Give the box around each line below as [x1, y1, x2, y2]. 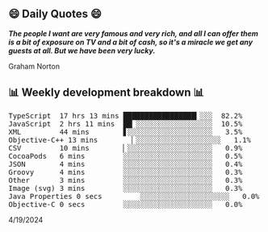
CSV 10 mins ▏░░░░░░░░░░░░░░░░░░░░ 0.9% [8, 143, 243, 152]
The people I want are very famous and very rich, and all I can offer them [8, 28, 258, 38]
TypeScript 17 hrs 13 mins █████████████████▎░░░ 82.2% [8, 111, 243, 120]
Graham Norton [8, 61, 61, 71]
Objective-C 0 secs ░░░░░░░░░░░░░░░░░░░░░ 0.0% [8, 200, 243, 209]
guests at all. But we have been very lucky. [8, 45, 156, 56]
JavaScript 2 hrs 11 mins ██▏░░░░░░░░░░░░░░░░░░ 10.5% [8, 119, 243, 128]
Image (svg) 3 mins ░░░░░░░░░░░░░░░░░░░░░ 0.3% [8, 184, 243, 193]
